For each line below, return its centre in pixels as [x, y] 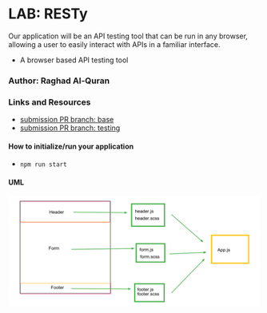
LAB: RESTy [48, 14]
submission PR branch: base [67, 120]
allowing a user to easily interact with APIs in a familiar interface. [114, 44]
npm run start [43, 164]
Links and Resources [50, 102]
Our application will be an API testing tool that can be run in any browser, [128, 36]
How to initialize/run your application [71, 146]
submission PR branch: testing [70, 128]
